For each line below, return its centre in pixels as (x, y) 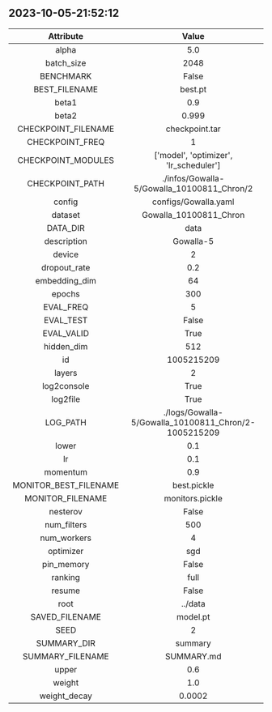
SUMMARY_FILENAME (66, 656)
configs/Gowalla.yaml (193, 202)
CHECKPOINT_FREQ (66, 142)
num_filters (66, 524)
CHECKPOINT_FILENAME (66, 129)
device (66, 254)
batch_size (66, 62)
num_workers (66, 538)
